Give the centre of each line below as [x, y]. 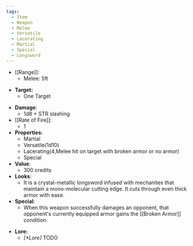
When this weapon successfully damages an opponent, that [96, 207]
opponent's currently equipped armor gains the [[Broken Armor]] [102, 214]
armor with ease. [44, 195]
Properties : [29, 132]
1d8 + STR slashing [47, 114]
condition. [36, 220]
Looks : [23, 176]
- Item [19, 17]
